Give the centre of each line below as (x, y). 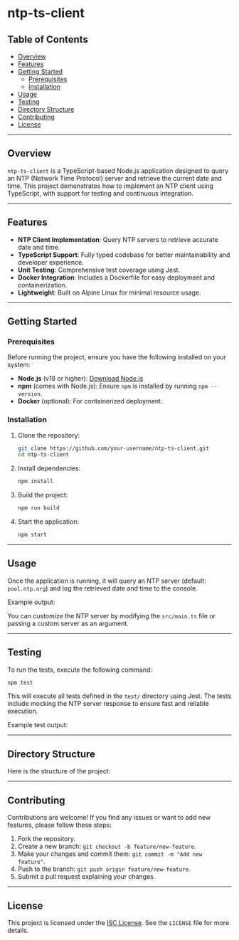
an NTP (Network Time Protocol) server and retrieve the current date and (115, 178)
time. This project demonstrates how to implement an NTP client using (110, 186)
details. (18, 930)
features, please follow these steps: (59, 825)
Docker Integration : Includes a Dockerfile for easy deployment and (116, 277)
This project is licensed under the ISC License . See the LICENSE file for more (118, 922)
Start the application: (48, 522)
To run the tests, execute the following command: (80, 670)
